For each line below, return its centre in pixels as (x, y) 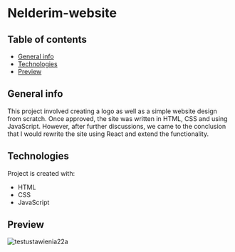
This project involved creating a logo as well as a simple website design (112, 111)
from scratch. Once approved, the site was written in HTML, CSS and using (117, 118)
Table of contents (47, 40)
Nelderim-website (62, 13)
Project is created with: (41, 173)
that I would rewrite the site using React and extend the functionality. (108, 134)
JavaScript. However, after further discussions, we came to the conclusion (117, 126)
